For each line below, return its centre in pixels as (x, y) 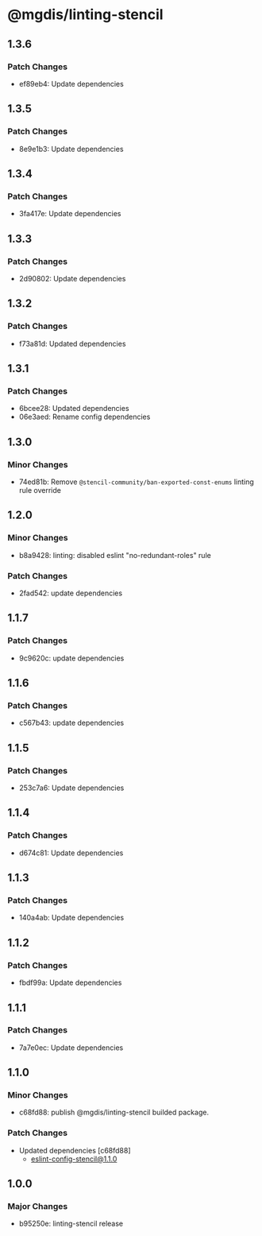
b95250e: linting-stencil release (71, 1224)
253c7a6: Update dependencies (71, 788)
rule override (40, 490)
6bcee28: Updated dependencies (74, 409)
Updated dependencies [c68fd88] (75, 1150)
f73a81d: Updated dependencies (72, 343)
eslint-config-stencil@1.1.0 (74, 1159)
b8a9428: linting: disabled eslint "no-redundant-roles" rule (115, 555)
